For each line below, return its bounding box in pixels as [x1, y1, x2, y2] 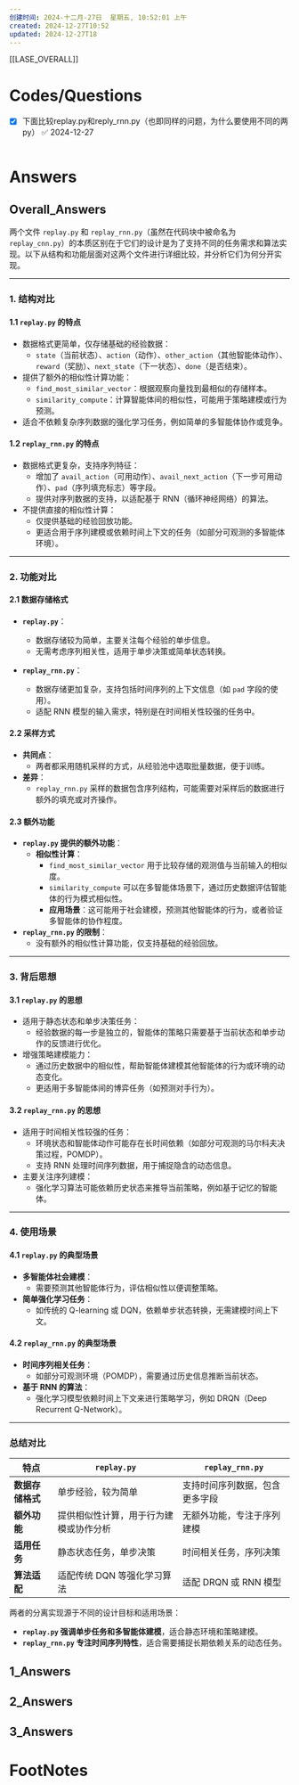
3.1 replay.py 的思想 [9, 995, 83, 1005]
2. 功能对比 [9, 570, 57, 583]
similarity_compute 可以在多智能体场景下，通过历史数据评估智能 [48, 882, 287, 893]
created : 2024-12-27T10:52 [9, 21, 109, 30]
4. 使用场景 [9, 1226, 57, 1239]
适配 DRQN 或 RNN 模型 [182, 1576, 282, 1589]
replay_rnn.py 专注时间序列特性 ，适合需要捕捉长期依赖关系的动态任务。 [21, 1637, 287, 1649]
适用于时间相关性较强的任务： [21, 1126, 132, 1137]
